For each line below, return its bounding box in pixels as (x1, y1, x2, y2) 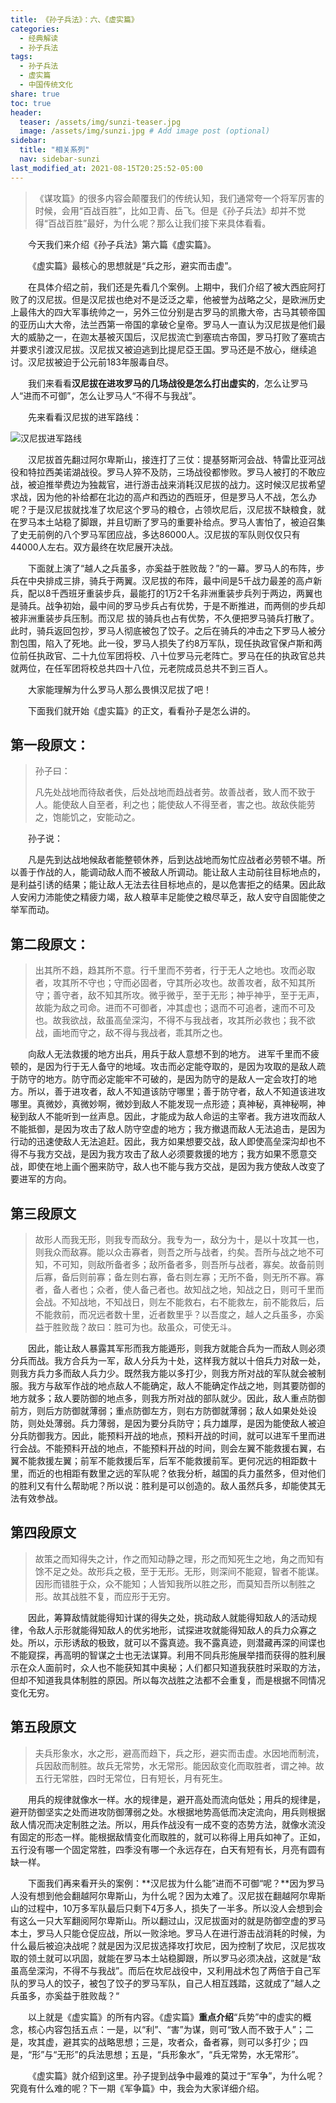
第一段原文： (10, 737, 90, 754)
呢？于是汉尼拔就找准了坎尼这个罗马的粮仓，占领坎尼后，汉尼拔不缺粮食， (10, 503, 317, 515)
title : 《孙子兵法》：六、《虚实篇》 (10, 14, 139, 25)
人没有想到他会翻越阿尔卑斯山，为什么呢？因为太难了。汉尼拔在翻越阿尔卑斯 (10, 1889, 326, 1901)
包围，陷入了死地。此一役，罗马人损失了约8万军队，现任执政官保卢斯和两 (18, 637, 323, 649)
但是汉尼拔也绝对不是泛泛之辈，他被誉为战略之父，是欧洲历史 (71, 293, 326, 305)
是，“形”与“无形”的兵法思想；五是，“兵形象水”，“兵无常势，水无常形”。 (10, 2048, 305, 2060)
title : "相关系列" (19, 145, 90, 155)
